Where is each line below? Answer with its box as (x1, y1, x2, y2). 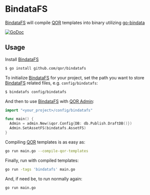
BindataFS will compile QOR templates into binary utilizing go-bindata (5, 20, 145, 25)
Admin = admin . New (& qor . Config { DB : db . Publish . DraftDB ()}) (9, 121, 132, 126)
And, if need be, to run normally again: (5, 175, 83, 182)
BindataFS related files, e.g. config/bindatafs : (5, 80, 98, 86)
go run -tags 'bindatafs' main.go (5, 167, 76, 172)
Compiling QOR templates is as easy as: (5, 139, 86, 145)
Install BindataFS (5, 56, 39, 62)
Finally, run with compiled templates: (5, 157, 79, 163)
